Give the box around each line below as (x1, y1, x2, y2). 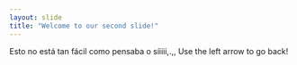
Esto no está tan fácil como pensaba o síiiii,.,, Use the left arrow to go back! (9, 45, 289, 56)
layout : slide (9, 12, 63, 22)
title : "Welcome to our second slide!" (9, 21, 159, 30)
